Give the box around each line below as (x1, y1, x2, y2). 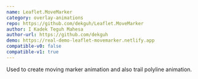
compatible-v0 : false (6, 43, 62, 50)
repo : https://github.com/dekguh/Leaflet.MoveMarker (6, 20, 144, 26)
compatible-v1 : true (6, 49, 59, 55)
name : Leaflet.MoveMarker (6, 9, 72, 15)
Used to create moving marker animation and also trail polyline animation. (6, 66, 192, 73)
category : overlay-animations (6, 15, 84, 21)
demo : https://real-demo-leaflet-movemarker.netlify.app (6, 37, 155, 43)
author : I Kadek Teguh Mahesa (6, 26, 84, 32)
